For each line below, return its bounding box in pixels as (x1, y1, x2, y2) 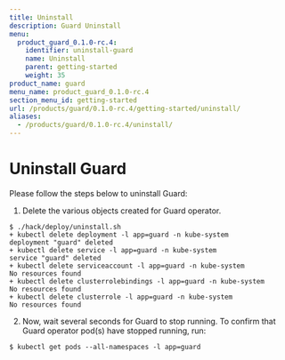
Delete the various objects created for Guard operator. (21, 205, 222, 216)
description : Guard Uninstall (9, 21, 122, 30)
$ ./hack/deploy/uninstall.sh (9, 222, 122, 231)
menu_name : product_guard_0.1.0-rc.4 (9, 87, 150, 96)
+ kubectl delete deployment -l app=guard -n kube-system (9, 230, 229, 239)
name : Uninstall (25, 54, 86, 63)
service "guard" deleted (9, 253, 102, 262)
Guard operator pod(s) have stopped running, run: (21, 325, 207, 336)
